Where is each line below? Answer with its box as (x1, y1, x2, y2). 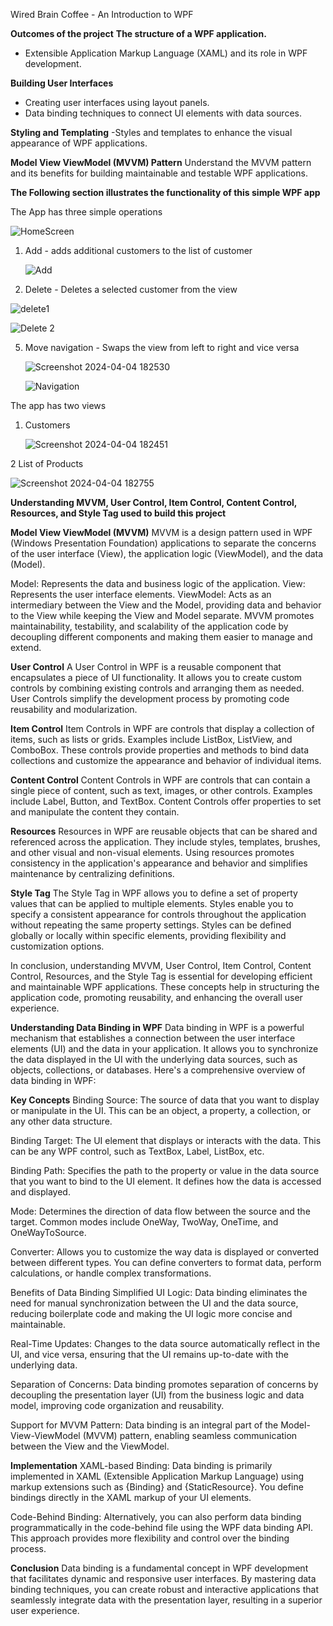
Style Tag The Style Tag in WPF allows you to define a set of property (10, 887, 298, 899)
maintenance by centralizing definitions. (10, 868, 175, 879)
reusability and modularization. (10, 704, 138, 715)
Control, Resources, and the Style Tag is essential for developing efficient (10, 970, 313, 982)
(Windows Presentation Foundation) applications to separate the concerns (10, 537, 317, 549)
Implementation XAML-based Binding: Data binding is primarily (10, 1460, 273, 1471)
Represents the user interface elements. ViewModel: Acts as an (10, 589, 272, 600)
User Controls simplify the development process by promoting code (10, 693, 290, 704)
